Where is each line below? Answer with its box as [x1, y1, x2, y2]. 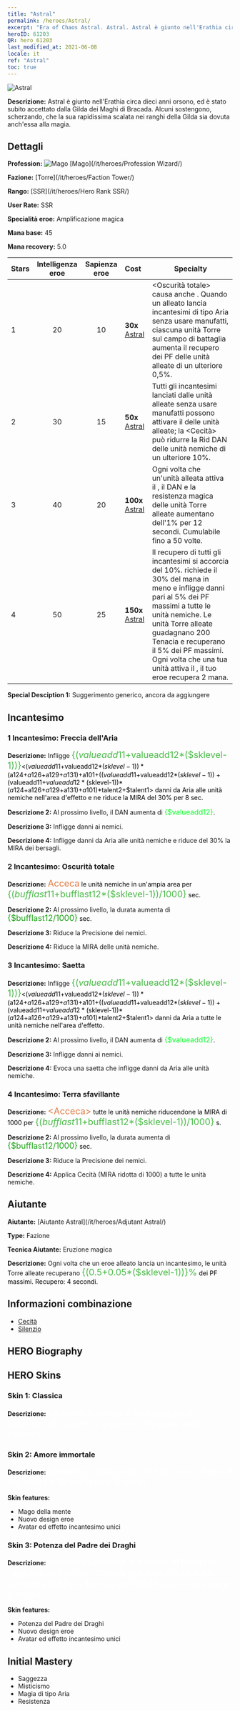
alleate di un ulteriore [152, 361, 223, 371]
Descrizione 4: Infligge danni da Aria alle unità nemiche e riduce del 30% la [7, 837, 231, 845]
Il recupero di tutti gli [152, 547, 221, 557]
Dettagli [7, 141, 44, 153]
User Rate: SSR [7, 201, 54, 209]
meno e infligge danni [152, 583, 225, 593]
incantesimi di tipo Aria [152, 307, 229, 317]
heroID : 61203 [7, 30, 50, 38]
